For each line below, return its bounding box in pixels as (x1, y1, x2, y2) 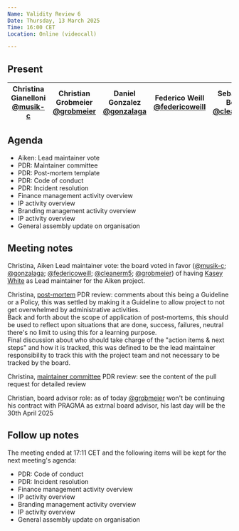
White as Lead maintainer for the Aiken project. (7, 276, 146, 285)
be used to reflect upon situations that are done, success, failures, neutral (7, 320, 224, 329)
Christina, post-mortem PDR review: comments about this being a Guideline (7, 290, 229, 299)
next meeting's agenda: (7, 455, 77, 464)
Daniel (113, 88, 137, 98)
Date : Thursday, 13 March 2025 (7, 17, 100, 24)
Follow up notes (7, 429, 80, 442)
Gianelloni (11, 93, 46, 103)
